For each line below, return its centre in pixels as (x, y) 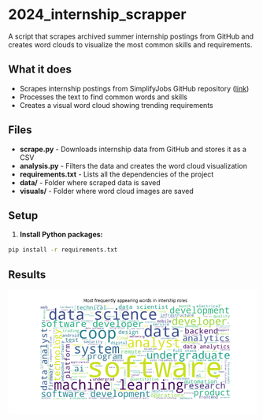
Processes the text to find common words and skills (103, 97)
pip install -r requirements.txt (63, 250)
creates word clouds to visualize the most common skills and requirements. (130, 44)
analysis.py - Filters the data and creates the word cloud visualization (133, 165)
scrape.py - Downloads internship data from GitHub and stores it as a (133, 149)
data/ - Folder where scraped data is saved (90, 182)
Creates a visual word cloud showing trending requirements (117, 105)
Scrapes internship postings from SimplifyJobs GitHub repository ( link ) (134, 88)
